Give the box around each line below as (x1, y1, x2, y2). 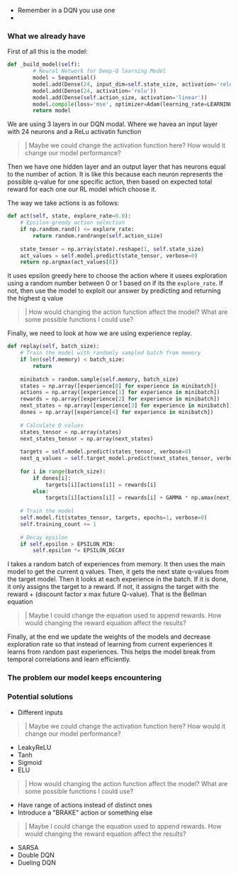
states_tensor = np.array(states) (20, 428, 122, 435)
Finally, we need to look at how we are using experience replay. (7, 329, 193, 337)
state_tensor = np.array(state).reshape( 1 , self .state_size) (20, 245, 204, 252)
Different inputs (17, 708, 64, 717)
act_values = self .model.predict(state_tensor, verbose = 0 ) (20, 252, 198, 259)
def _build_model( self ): (7, 61, 81, 68)
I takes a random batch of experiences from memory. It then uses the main (7, 560, 225, 568)
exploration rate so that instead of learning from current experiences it (7, 640, 212, 649)
